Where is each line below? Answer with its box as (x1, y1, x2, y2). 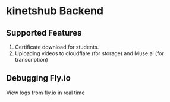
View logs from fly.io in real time (6, 89, 85, 96)
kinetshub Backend (6, 4, 104, 18)
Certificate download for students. (14, 43, 99, 50)
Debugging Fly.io (6, 73, 71, 84)
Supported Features (6, 28, 82, 38)
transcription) (14, 56, 49, 63)
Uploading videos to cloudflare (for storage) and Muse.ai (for (14, 50, 165, 57)
